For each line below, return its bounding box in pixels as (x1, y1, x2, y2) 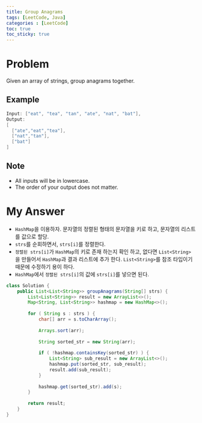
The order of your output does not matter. (14, 183, 118, 191)
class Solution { (6, 282, 50, 288)
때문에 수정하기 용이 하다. (14, 263, 75, 270)
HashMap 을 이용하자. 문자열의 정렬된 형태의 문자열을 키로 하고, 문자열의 (14, 225, 180, 232)
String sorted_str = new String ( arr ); (38, 339, 136, 345)
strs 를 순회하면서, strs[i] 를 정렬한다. (14, 240, 106, 247)
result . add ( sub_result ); (49, 366, 112, 373)
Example (6, 95, 40, 105)
